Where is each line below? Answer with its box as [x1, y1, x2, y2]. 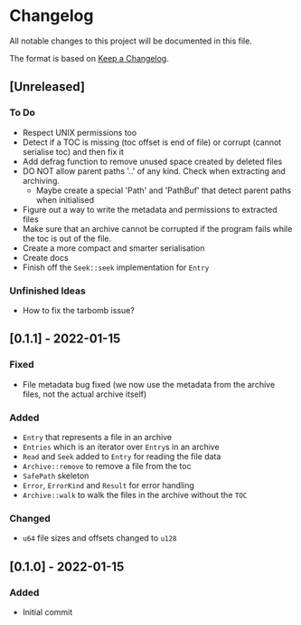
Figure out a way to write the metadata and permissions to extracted [22, 204, 277, 215]
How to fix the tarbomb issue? [22, 304, 136, 315]
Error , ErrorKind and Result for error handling [22, 479, 194, 490]
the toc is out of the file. [22, 233, 112, 244]
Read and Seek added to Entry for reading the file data [22, 450, 221, 462]
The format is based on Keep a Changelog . [9, 53, 169, 63]
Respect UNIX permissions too [22, 127, 137, 138]
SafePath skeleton [22, 470, 89, 481]
